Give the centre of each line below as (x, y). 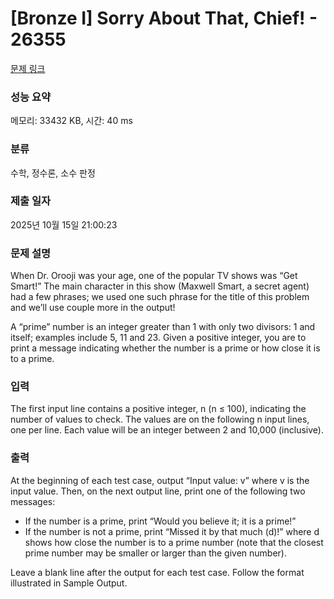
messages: (33, 501)
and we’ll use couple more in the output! (93, 308)
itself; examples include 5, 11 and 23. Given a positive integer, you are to (158, 338)
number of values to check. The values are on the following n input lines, (160, 419)
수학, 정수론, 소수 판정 (53, 173)
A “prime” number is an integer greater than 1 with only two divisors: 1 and (163, 327)
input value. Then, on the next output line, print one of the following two (158, 491)
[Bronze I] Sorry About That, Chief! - (164, 18)
